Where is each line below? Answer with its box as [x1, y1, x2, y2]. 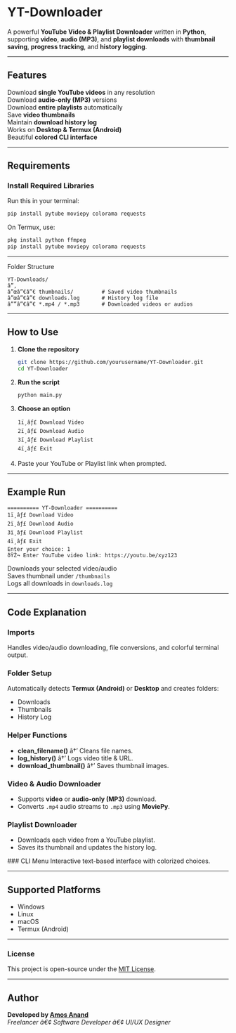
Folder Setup [7, 668, 53, 678]
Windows [17, 902, 45, 911]
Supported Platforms [7, 883, 101, 896]
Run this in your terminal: [7, 197, 79, 205]
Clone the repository [17, 345, 79, 353]
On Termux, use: [7, 223, 55, 232]
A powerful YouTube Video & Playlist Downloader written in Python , [7, 27, 206, 36]
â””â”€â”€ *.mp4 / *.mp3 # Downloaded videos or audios [7, 301, 193, 308]
